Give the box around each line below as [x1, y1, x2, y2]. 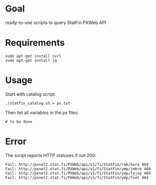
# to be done [5, 119, 32, 124]
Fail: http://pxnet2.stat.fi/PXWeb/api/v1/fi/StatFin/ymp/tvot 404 [5, 175, 149, 180]
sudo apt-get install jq [5, 58, 57, 63]
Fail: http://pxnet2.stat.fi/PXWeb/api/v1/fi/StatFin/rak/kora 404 [5, 162, 149, 167]
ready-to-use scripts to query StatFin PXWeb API [5, 19, 106, 25]
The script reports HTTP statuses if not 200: [5, 152, 96, 158]
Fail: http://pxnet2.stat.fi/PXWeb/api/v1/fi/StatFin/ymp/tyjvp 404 [5, 170, 151, 175]
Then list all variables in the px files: [5, 109, 79, 115]
